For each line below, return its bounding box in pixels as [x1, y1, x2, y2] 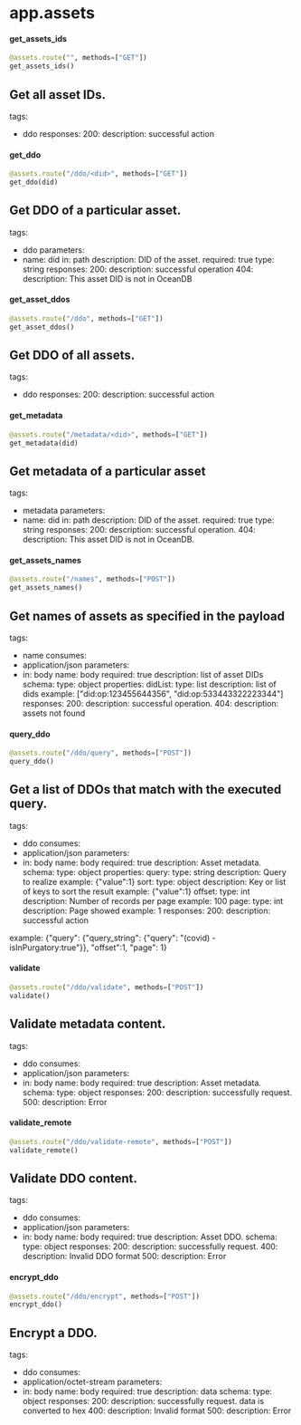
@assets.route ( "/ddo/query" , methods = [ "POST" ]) [9, 748, 193, 758]
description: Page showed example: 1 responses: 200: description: [22, 905, 271, 916]
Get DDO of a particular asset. [9, 203, 182, 218]
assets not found [22, 708, 86, 718]
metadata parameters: [22, 505, 106, 516]
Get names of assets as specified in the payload [9, 608, 285, 623]
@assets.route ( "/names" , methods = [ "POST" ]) [9, 574, 176, 584]
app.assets [9, 3, 95, 24]
